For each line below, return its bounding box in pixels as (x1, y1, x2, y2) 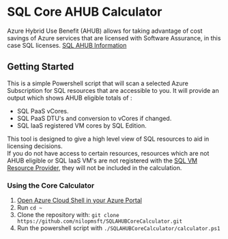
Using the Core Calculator (7, 180, 95, 190)
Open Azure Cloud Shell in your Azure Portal (16, 196, 142, 205)
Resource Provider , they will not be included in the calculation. (7, 163, 182, 171)
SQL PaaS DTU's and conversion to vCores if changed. (16, 114, 172, 122)
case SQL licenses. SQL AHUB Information (7, 41, 127, 49)
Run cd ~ (16, 203, 42, 212)
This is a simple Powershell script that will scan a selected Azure (7, 79, 189, 87)
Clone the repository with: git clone (16, 211, 119, 219)
